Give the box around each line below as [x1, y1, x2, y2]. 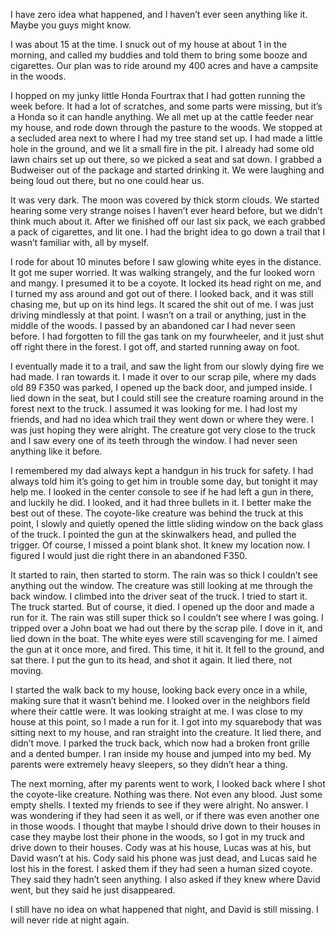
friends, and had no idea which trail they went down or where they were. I [10, 414, 314, 425]
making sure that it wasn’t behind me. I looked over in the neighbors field [10, 695, 311, 706]
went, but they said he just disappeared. [10, 884, 176, 896]
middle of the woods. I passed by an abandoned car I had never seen [10, 320, 296, 331]
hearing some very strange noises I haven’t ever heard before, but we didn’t [10, 205, 323, 216]
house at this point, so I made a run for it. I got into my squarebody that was [10, 716, 322, 728]
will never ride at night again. [10, 914, 130, 926]
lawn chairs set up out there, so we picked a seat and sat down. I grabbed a [10, 154, 323, 165]
